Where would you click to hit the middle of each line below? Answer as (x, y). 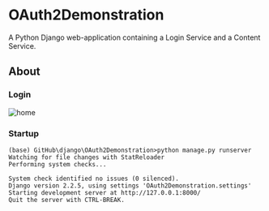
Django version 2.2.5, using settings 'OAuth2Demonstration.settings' (130, 185)
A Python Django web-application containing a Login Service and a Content (134, 37)
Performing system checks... (58, 164)
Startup (23, 133)
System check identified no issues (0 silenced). (94, 179)
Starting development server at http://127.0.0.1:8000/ (105, 192)
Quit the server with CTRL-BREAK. (67, 200)
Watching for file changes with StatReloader (86, 157)
